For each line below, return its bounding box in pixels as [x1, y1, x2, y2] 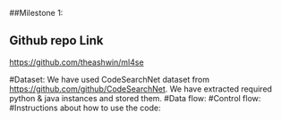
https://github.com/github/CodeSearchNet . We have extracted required [9, 84, 273, 94]
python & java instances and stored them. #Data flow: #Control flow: [9, 92, 261, 103]
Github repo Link [9, 33, 105, 48]
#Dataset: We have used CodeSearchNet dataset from [9, 74, 210, 84]
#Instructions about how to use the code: [9, 102, 161, 113]
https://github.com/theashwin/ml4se [9, 57, 145, 68]
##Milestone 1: [9, 8, 64, 18]
